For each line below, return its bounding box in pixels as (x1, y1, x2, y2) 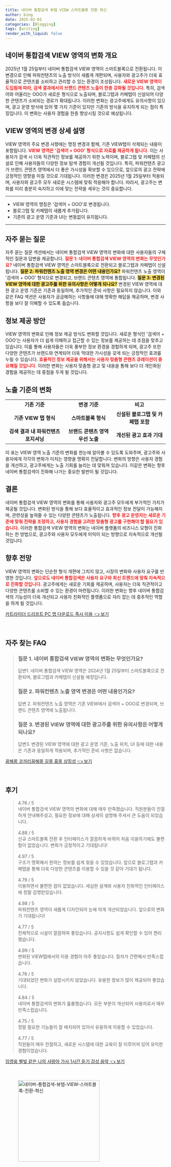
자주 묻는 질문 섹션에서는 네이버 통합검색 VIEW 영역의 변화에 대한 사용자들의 (5, 249, 157, 255)
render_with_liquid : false (5, 31, 63, 36)
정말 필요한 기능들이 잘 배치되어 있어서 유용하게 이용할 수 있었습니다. (17, 1024, 154, 1030)
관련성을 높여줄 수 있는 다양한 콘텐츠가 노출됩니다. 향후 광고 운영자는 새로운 (12, 512, 161, 518)
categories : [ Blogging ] (5, 21, 56, 27)
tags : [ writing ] (5, 26, 40, 32)
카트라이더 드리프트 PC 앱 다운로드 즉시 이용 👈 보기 (5, 611, 109, 617)
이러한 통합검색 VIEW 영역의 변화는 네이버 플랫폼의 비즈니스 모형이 (20, 524, 153, 531)
